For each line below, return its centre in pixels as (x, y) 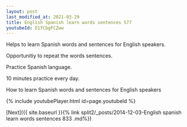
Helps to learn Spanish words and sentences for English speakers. (86, 44)
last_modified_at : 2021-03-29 (43, 17)
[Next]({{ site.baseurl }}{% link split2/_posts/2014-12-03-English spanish (94, 112)
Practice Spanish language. (39, 67)
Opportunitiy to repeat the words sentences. (59, 56)
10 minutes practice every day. (43, 78)
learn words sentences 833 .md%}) (49, 119)
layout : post (22, 11)
